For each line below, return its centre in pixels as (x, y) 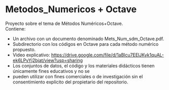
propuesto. (24, 49)
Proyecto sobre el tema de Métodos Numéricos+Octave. (64, 23)
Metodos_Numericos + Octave (71, 9)
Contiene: (15, 28)
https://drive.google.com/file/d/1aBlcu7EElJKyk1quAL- (107, 55)
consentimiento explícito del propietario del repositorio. (70, 82)
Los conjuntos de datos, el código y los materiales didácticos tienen (83, 66)
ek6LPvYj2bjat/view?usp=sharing (47, 60)
